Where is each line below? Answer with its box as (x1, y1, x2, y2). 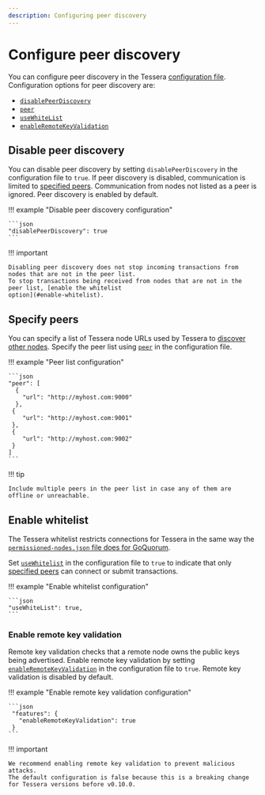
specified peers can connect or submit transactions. (8, 566, 179, 576)
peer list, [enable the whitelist (8, 284, 123, 293)
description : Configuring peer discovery (8, 11, 147, 20)
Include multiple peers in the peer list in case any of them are (8, 485, 232, 493)
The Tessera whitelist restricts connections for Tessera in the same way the (8, 535, 255, 543)
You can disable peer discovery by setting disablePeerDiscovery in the (8, 165, 238, 174)
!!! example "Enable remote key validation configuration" (8, 687, 192, 697)
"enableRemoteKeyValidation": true (18, 717, 136, 725)
